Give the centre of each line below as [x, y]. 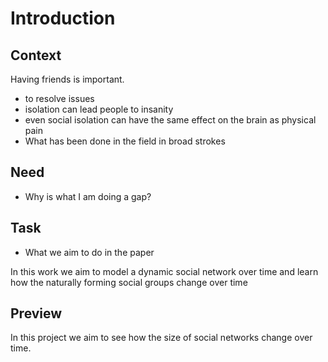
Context [36, 55]
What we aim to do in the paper [89, 252]
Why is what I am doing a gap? [88, 196]
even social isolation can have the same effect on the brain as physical [170, 120]
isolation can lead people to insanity [99, 109]
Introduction [63, 18]
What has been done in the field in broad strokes [125, 141]
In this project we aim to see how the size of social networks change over [161, 338]
